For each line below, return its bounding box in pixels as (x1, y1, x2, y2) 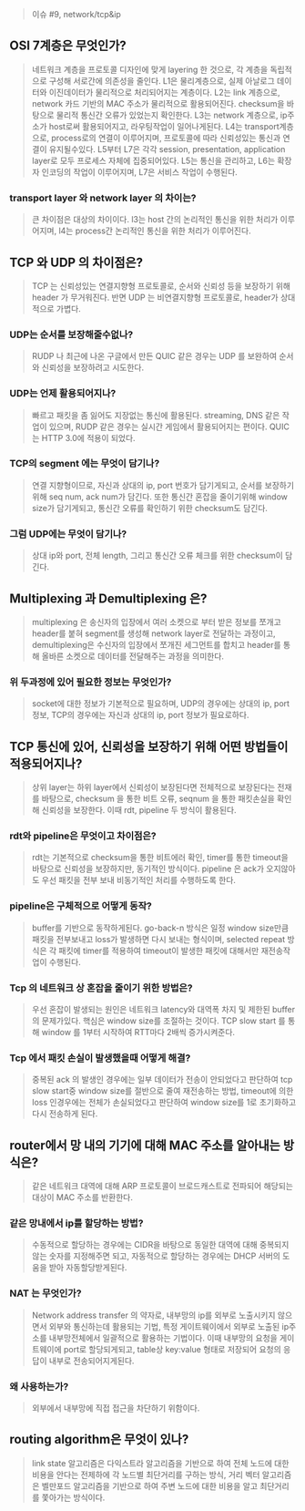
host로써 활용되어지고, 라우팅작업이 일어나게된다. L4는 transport (48, 120, 280, 131)
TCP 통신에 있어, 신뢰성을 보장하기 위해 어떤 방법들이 (9, 738, 289, 755)
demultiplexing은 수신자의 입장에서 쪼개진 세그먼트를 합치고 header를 (31, 639, 281, 650)
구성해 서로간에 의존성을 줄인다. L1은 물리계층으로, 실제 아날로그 (48, 75, 275, 86)
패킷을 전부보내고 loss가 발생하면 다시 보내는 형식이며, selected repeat (31, 933, 286, 944)
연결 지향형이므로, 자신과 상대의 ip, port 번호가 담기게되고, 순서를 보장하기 (31, 479, 294, 490)
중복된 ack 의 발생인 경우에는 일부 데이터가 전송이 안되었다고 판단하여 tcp (31, 1074, 293, 1085)
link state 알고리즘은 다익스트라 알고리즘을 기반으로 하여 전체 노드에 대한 (31, 1457, 290, 1468)
